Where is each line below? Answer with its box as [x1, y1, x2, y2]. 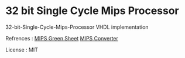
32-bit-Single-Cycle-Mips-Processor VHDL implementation [5, 23, 149, 30]
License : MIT [5, 46, 39, 53]
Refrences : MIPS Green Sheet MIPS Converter [5, 35, 118, 42]
